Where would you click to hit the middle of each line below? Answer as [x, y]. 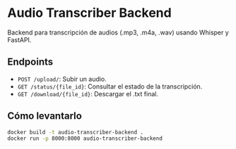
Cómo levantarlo [45, 116]
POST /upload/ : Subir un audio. [62, 79]
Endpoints [30, 62]
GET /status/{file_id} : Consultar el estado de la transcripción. [110, 86]
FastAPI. [19, 39]
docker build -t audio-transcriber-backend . [75, 132]
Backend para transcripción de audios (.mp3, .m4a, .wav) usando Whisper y [118, 32]
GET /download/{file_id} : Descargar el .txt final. [88, 93]
